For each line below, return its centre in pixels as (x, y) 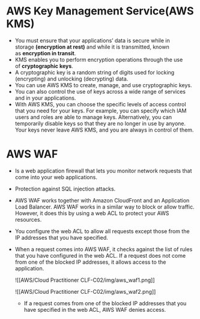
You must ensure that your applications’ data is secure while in (92, 40)
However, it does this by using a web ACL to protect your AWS (92, 213)
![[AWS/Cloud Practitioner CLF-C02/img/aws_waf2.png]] (85, 291)
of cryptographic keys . (44, 66)
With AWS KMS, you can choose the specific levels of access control (100, 104)
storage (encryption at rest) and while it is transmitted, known (92, 47)
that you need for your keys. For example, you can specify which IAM (101, 111)
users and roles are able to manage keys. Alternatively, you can (93, 117)
